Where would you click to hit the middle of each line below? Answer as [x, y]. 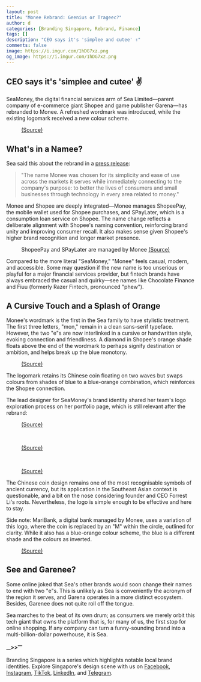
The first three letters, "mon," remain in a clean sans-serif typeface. [90, 327]
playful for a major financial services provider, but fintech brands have [93, 274]
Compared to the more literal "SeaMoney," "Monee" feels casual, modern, [97, 261]
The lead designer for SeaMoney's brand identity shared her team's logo [96, 400]
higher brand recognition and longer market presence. [73, 238]
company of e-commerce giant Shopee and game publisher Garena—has [97, 105]
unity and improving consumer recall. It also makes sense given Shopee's [97, 232]
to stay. [15, 509]
